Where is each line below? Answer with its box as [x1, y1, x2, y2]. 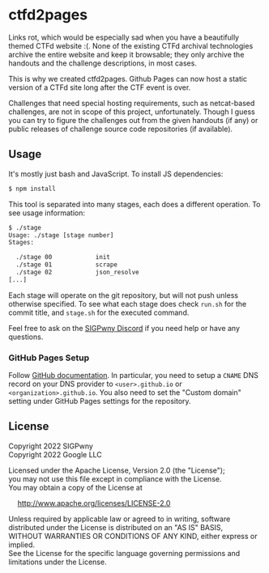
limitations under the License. [8, 557, 107, 567]
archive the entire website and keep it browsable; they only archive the [8, 49, 245, 59]
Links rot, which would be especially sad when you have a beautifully [8, 32, 240, 42]
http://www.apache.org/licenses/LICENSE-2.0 [17, 498, 171, 507]
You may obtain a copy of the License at [8, 482, 143, 492]
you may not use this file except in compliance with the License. [8, 473, 222, 483]
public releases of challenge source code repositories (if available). [8, 124, 233, 134]
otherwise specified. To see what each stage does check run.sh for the [8, 299, 247, 308]
